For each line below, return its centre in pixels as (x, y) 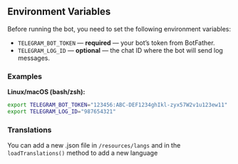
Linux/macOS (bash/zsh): (46, 92)
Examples (25, 76)
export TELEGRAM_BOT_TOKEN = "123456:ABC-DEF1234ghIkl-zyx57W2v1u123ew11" (118, 105)
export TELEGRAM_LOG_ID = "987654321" (62, 111)
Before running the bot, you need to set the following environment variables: (119, 29)
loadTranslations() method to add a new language (83, 153)
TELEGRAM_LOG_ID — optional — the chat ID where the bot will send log (120, 50)
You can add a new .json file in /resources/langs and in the (94, 145)
